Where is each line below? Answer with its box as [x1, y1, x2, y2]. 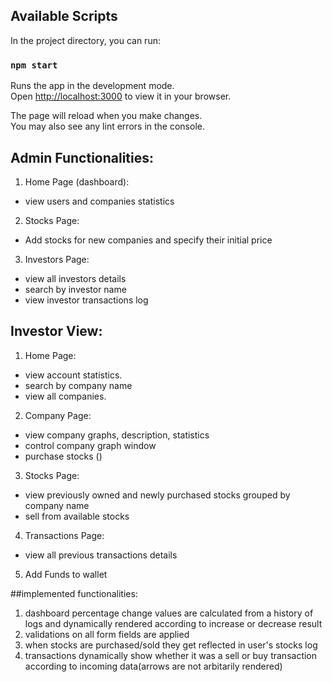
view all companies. [24, 390, 107, 402]
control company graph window [24, 439, 157, 451]
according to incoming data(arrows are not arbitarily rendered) [24, 660, 283, 672]
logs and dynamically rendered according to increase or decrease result [24, 617, 323, 629]
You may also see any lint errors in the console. [10, 120, 205, 133]
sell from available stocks [24, 510, 130, 522]
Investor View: [10, 323, 103, 340]
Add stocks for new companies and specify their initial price [24, 234, 273, 246]
